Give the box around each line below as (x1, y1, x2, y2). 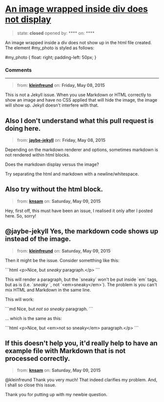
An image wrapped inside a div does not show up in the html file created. (5, 39, 152, 45)
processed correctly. (5, 354, 70, 363)
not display (5, 14, 51, 25)
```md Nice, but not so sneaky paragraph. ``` (5, 306, 94, 312)
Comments (5, 66, 32, 73)
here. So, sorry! (5, 213, 37, 219)
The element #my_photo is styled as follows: (5, 45, 95, 51)
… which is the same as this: (5, 315, 62, 321)
